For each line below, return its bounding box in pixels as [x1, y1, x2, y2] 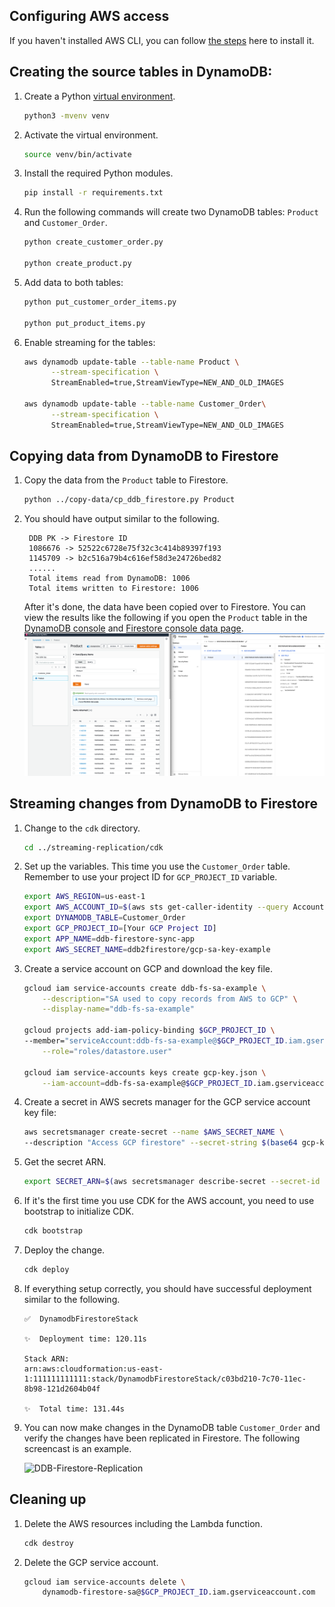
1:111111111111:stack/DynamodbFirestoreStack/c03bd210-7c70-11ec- [23, 1374, 307, 1384]
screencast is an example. [23, 1442, 132, 1454]
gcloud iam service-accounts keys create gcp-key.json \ [23, 1067, 267, 1078]
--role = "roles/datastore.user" [42, 1046, 173, 1056]
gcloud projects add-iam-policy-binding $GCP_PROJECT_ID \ [23, 1025, 276, 1036]
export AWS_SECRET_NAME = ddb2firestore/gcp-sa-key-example [23, 944, 271, 954]
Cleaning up [9, 1491, 87, 1508]
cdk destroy [23, 1538, 74, 1548]
